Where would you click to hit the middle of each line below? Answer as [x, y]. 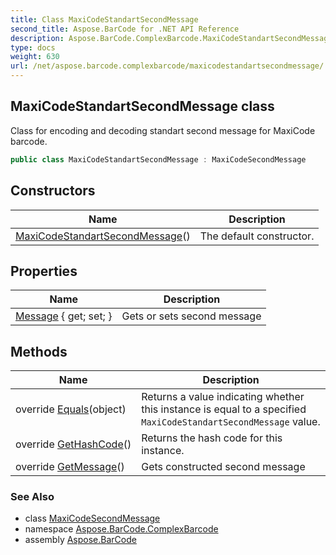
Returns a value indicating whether [223, 397]
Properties [44, 271]
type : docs [33, 47]
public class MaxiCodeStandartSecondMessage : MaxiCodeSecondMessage [158, 159]
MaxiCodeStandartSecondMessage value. [231, 422]
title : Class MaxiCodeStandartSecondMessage [104, 19]
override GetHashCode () [73, 444]
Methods [39, 351]
